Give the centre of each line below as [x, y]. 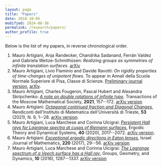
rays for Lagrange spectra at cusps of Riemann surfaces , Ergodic [78, 127]
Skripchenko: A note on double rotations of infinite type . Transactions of [84, 97]
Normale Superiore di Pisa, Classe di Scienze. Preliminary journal [77, 81]
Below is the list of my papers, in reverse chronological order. [66, 46]
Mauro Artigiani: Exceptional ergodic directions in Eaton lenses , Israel [82, 138]
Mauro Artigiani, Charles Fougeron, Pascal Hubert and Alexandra [77, 91]
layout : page [18, 9]
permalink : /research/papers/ [36, 28]
